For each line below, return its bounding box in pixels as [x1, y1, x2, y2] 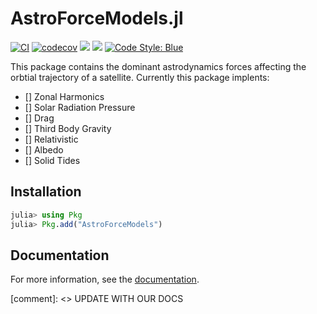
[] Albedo [24, 143, 64, 156]
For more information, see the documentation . [10, 273, 200, 286]
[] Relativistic [24, 133, 79, 145]
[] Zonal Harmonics [24, 90, 105, 102]
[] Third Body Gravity [24, 122, 112, 134]
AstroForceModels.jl [10, 7, 184, 30]
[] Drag [24, 112, 55, 124]
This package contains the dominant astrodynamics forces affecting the [10, 60, 307, 72]
